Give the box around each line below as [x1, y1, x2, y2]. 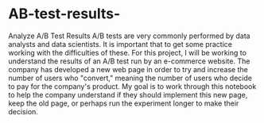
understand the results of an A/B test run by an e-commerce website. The [8, 56, 250, 66]
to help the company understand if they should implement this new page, [8, 90, 248, 99]
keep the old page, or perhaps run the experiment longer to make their [8, 98, 239, 108]
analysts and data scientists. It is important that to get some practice [8, 39, 233, 48]
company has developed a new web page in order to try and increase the [8, 64, 248, 74]
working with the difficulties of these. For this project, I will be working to [8, 48, 247, 57]
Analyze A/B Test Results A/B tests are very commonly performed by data [8, 31, 250, 40]
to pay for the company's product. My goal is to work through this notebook [8, 81, 257, 91]
